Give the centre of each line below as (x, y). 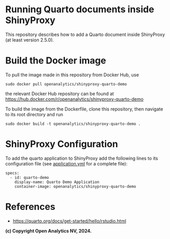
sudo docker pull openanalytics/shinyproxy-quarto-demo (66, 84)
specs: (12, 173)
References (30, 207)
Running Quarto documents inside (80, 9)
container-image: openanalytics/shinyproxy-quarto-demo (76, 186)
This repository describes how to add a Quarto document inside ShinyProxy (85, 34)
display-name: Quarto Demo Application (57, 182)
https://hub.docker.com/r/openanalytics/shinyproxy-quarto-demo (75, 99)
